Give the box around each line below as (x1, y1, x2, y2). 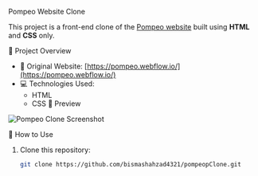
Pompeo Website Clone (8, 7, 86, 16)
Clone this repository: (19, 145, 91, 154)
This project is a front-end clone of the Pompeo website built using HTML (8, 22, 250, 31)
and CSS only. (8, 31, 55, 40)
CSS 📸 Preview (31, 99, 81, 108)
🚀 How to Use (8, 130, 53, 139)
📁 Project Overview (8, 46, 72, 55)
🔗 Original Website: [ (19, 61, 88, 71)
